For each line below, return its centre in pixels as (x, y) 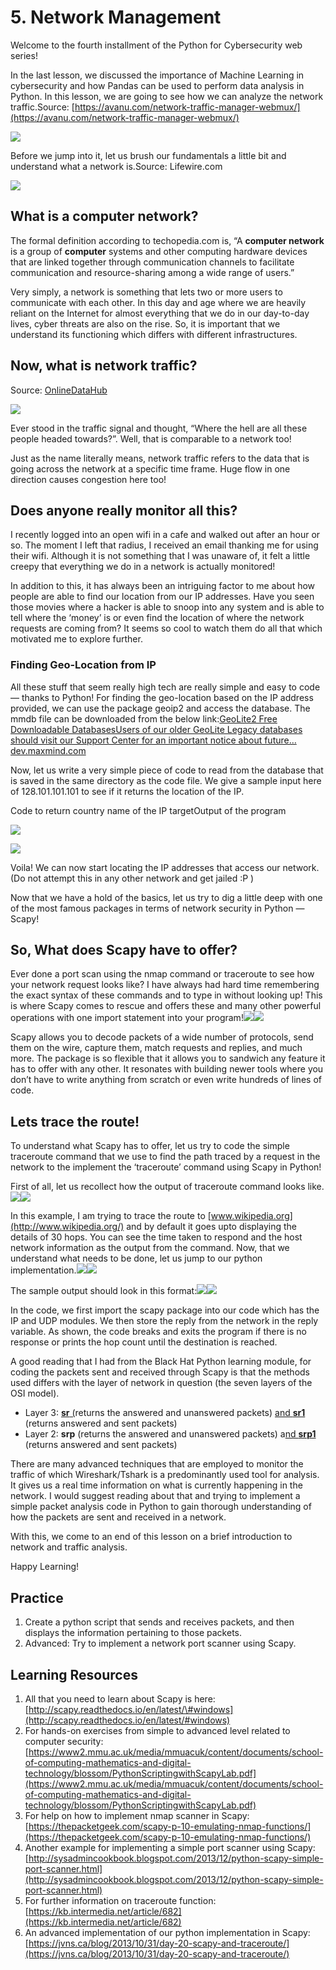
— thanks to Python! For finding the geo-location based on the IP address (162, 697)
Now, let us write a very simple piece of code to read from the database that (167, 770)
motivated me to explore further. (76, 639)
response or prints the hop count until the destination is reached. (144, 1342)
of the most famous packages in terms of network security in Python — (157, 908)
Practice (37, 1597)
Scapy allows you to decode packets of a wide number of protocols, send (162, 1037)
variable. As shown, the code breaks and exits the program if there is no (158, 1332)
